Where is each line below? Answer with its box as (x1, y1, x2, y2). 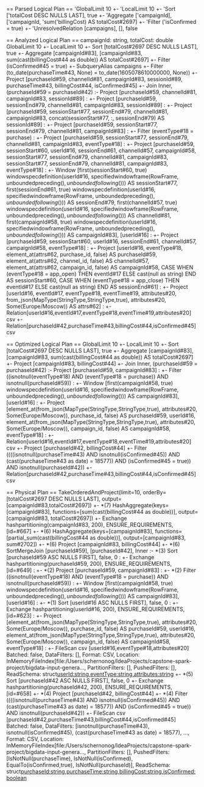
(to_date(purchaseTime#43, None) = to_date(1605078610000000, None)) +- (6, 69, 198, 76)
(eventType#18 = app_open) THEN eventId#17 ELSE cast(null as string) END (6, 270, 197, 277)
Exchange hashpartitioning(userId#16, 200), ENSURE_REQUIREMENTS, (6, 606, 185, 613)
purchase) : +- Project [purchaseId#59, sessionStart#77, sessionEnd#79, (6, 134, 189, 141)
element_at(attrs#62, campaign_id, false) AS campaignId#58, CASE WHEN (6, 264, 194, 271)
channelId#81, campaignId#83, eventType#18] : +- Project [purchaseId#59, (6, 141, 195, 147)
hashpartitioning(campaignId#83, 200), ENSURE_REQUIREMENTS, (6, 521, 174, 528)
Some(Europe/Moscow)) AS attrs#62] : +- (6, 302, 112, 310)
